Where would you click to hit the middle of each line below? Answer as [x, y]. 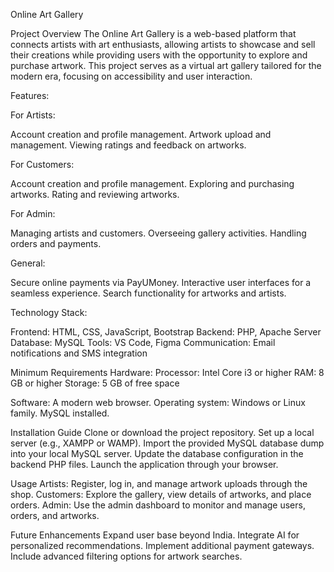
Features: [30, 95]
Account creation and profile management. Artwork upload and [141, 134]
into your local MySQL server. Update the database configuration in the [157, 453]
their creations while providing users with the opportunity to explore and [159, 55]
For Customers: [42, 164]
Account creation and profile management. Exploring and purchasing [152, 183]
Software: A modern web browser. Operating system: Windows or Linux [158, 402]
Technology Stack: [49, 312]
